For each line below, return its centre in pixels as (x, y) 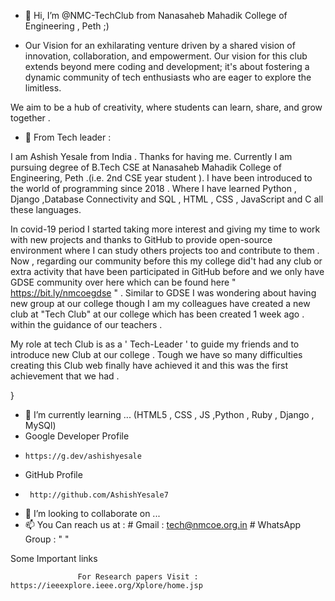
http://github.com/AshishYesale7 (99, 495)
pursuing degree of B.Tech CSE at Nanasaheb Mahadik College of (146, 167)
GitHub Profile (53, 474)
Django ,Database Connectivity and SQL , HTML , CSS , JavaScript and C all (167, 199)
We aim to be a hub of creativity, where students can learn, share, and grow (166, 107)
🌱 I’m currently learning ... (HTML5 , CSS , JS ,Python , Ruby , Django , (169, 414)
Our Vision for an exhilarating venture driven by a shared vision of (160, 45)
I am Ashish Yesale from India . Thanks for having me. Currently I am (151, 156)
